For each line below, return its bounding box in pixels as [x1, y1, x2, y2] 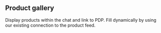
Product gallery [5, 4, 54, 12]
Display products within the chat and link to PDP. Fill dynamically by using [5, 17, 157, 23]
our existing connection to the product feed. [5, 22, 96, 28]
